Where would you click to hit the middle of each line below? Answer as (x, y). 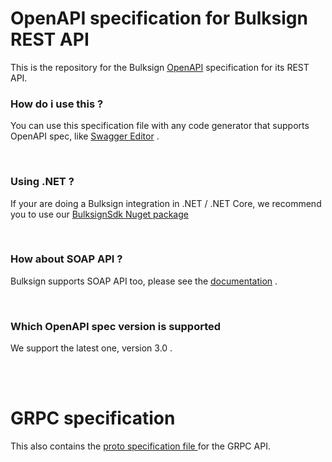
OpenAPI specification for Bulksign (159, 18)
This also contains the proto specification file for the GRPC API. (140, 446)
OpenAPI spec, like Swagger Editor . (85, 136)
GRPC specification (93, 418)
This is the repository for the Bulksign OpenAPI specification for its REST (160, 67)
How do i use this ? (57, 104)
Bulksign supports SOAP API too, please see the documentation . (144, 281)
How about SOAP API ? (66, 259)
